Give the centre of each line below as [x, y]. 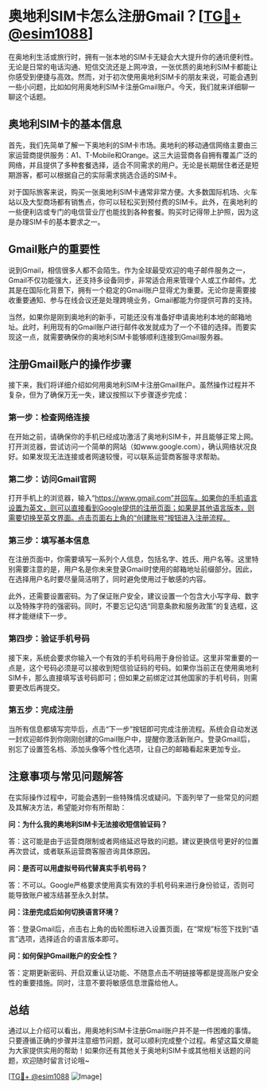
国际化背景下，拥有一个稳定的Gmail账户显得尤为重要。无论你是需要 [139, 290]
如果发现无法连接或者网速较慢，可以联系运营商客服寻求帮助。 [123, 456]
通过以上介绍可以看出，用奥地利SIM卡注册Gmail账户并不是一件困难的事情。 [132, 1031]
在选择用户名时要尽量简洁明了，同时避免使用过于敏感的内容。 [109, 580]
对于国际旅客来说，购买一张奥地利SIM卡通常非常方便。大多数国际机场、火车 [133, 191]
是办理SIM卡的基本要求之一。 [56, 222]
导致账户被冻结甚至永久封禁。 [64, 894]
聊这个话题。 [29, 96]
